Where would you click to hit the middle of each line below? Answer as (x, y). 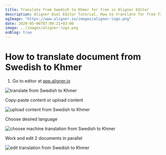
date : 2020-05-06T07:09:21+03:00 (40, 23)
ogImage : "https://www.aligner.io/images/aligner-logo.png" (68, 19)
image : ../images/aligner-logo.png (42, 28)
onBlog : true (19, 32)
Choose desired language (31, 119)
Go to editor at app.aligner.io (41, 81)
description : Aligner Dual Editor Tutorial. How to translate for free (80, 14)
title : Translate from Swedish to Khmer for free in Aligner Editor (77, 10)
